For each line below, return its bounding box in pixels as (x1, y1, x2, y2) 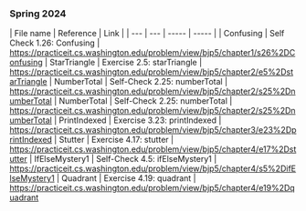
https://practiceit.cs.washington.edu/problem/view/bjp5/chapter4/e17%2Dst (9, 144, 297, 155)
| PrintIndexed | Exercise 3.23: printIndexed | (53, 115, 222, 126)
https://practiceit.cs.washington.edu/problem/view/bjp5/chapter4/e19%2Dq (9, 183, 295, 194)
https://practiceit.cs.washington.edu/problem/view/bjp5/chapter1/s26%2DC (9, 47, 296, 58)
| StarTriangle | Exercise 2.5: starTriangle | (44, 57, 203, 68)
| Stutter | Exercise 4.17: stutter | (54, 135, 174, 146)
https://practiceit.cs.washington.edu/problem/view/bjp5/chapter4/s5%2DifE (9, 163, 297, 175)
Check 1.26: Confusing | (9, 37, 100, 48)
